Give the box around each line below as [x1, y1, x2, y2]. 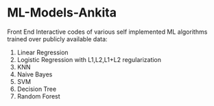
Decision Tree [16, 85, 57, 93]
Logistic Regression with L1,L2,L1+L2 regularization [16, 55, 162, 63]
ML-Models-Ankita [7, 5, 117, 21]
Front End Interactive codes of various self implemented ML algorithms [7, 28, 208, 36]
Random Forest [16, 92, 60, 100]
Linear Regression [16, 48, 69, 56]
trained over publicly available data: [7, 34, 108, 43]
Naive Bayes [16, 70, 53, 78]
